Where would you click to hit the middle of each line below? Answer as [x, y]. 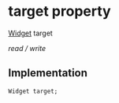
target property [60, 11]
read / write [27, 48]
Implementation [48, 73]
